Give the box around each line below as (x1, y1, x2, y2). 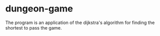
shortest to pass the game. (5, 24, 62, 30)
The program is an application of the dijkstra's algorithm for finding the (5, 19, 155, 25)
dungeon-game (5, 3, 73, 14)
